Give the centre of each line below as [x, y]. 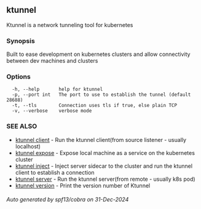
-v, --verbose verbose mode [52, 111]
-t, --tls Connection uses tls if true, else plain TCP [94, 106]
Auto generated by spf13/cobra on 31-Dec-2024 [68, 200]
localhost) [28, 146]
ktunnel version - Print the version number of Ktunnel [83, 185]
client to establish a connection [55, 172]
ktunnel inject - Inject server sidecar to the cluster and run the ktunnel [104, 166]
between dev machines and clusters [52, 61]
